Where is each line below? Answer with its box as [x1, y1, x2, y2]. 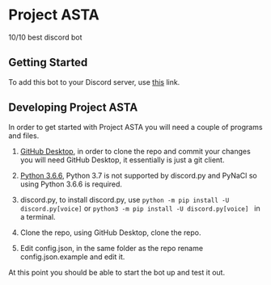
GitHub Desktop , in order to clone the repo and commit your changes [19, 146, 251, 156]
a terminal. [19, 212, 56, 221]
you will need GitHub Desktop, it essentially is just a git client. [19, 155, 225, 165]
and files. [8, 131, 40, 140]
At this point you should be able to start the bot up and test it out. [8, 267, 225, 277]
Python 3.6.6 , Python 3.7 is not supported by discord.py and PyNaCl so [19, 170, 257, 180]
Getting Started [8, 56, 88, 69]
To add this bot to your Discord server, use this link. [8, 77, 180, 86]
